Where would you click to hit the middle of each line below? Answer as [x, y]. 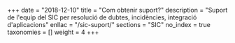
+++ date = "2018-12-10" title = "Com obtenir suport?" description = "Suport [117, 10]
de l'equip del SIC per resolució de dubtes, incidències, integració [102, 17]
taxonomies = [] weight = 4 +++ [53, 32]
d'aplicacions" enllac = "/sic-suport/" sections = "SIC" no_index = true [109, 25]
